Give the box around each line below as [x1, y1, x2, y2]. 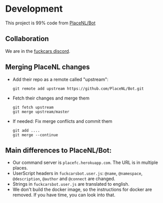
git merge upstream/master [12, 109, 70, 114]
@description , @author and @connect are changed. [12, 176, 116, 182]
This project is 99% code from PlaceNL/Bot [5, 20, 96, 26]
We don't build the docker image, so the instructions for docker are [12, 186, 152, 193]
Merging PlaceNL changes [5, 63, 90, 72]
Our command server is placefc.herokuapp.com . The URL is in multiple [12, 159, 158, 165]
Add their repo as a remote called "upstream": [12, 76, 108, 82]
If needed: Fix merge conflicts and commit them [12, 118, 113, 124]
